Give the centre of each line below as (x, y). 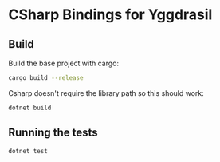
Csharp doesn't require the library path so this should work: (106, 93)
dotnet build (30, 108)
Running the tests (53, 133)
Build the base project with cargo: (64, 63)
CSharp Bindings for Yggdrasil (110, 15)
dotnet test (28, 151)
